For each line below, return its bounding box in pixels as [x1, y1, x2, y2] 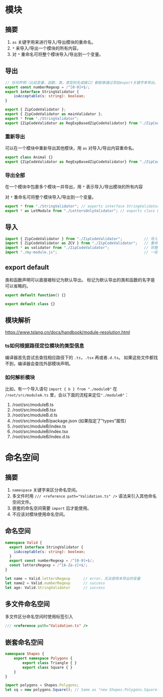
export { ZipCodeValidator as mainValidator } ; [5, 112, 103, 117]
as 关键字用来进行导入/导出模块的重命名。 [12, 39, 96, 45]
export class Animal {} [5, 154, 53, 160]
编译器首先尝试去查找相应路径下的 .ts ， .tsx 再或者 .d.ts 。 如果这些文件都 [5, 354, 154, 360]
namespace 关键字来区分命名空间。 [12, 487, 80, 493]
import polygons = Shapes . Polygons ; [5, 683, 79, 688]
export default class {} [5, 301, 55, 306]
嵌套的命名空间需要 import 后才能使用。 [12, 505, 92, 511]
